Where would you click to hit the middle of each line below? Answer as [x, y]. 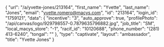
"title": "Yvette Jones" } [30, 39]
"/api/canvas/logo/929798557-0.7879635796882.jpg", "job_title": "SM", [80, 23]
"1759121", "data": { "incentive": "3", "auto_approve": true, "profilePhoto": [81, 18]
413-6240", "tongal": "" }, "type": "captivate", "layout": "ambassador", [78, 34]
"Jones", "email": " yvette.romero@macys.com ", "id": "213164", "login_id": [82, 13]
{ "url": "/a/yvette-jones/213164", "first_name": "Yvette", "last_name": [77, 7]
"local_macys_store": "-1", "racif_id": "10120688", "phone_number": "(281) [82, 29]
